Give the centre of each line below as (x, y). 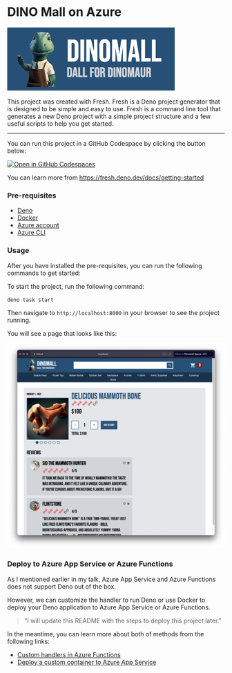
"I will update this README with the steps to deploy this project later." (123, 620)
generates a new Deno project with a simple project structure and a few (109, 116)
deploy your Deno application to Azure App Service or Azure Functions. (109, 607)
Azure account (38, 225)
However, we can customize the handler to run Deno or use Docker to (106, 600)
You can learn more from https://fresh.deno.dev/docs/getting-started (106, 178)
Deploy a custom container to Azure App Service (87, 662)
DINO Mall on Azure (65, 12)
